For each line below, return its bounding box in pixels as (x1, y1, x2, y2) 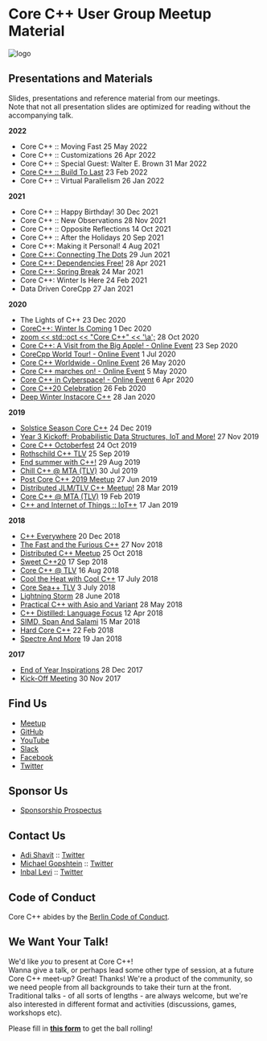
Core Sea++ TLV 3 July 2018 (19, 582, 116, 592)
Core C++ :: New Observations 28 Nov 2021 (19, 215, 166, 225)
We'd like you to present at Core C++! (8, 957, 133, 966)
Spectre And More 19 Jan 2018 (19, 633, 122, 644)
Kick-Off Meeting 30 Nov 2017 (19, 673, 121, 683)
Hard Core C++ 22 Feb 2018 (19, 625, 114, 635)
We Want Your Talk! (8, 935, 109, 949)
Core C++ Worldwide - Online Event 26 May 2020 (19, 357, 187, 367)
